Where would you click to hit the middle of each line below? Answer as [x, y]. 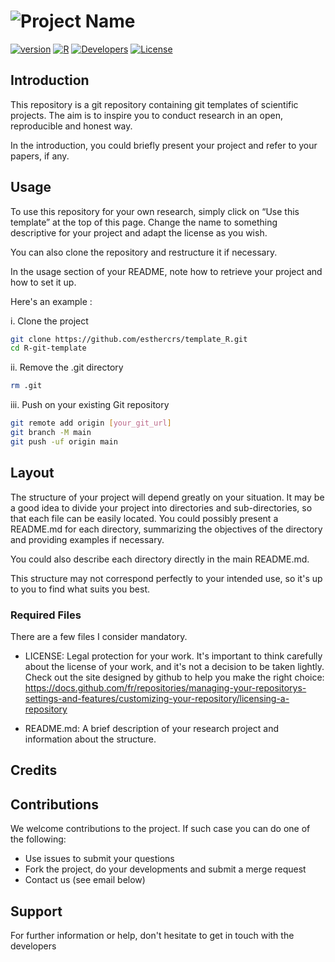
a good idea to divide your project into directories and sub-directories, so [161, 507]
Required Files [46, 615]
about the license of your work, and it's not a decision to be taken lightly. [174, 666]
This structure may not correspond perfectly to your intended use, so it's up [166, 578]
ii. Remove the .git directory [67, 367]
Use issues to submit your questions [99, 859]
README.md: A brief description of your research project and [151, 728]
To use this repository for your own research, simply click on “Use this [155, 211]
